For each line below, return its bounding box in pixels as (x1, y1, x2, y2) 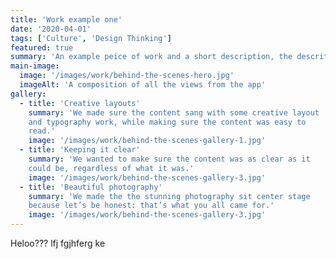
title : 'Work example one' (10, 14, 123, 25)
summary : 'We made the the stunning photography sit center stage (28, 191, 311, 201)
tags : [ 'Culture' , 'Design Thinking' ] (10, 33, 172, 43)
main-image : (10, 61, 60, 71)
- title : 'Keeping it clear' (19, 145, 141, 155)
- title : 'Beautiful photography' (19, 182, 163, 192)
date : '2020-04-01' (10, 24, 92, 34)
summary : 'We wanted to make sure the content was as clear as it (28, 154, 311, 164)
